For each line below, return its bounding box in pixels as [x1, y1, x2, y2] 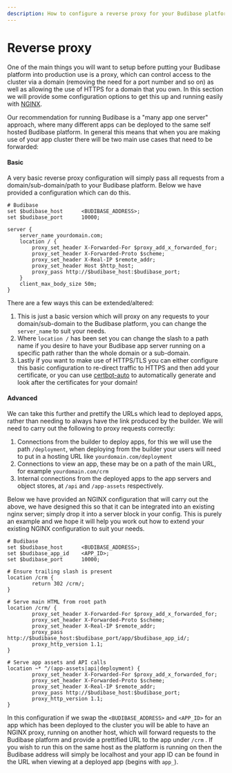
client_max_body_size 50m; [19, 280, 97, 287]
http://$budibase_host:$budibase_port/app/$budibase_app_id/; [7, 635, 190, 642]
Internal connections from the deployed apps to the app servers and [17, 474, 212, 482]
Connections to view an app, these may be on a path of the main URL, [17, 460, 216, 468]
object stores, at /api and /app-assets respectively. [17, 482, 164, 490]
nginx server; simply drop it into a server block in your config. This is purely [7, 509, 222, 518]
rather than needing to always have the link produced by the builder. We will [7, 417, 223, 425]
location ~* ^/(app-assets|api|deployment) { [7, 665, 140, 672]
